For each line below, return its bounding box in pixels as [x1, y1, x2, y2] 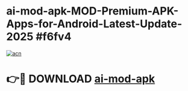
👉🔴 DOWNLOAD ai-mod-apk [6, 72, 155, 86]
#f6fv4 [36, 30, 72, 43]
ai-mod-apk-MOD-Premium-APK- [6, 4, 179, 18]
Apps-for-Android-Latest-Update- [6, 17, 183, 31]
